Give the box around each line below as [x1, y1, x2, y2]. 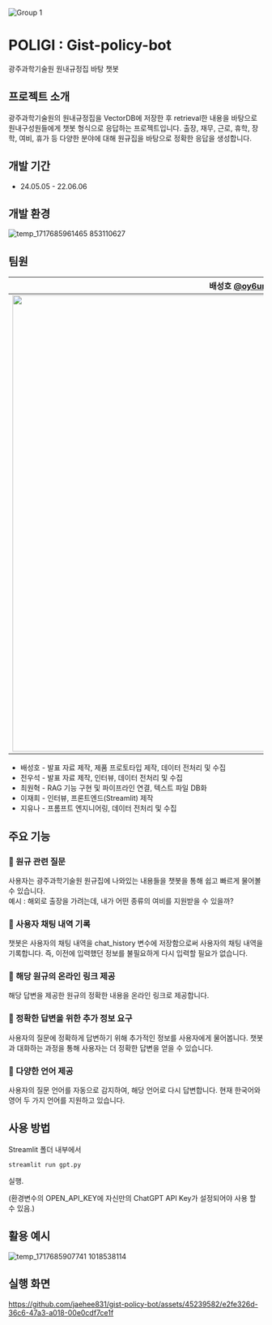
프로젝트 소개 [8, 90, 70, 104]
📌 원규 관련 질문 [8, 856, 66, 867]
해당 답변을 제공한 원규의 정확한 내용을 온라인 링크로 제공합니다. [8, 991, 210, 1000]
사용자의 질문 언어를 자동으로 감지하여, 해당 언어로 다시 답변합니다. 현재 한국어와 [8, 1086, 261, 1095]
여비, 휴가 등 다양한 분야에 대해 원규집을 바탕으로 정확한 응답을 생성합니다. [19, 133, 253, 143]
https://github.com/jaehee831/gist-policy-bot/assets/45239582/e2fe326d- [8, 1299, 258, 1309]
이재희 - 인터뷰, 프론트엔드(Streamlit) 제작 [19, 794, 154, 803]
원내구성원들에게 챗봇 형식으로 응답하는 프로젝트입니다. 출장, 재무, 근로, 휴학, [8, 123, 250, 133]
